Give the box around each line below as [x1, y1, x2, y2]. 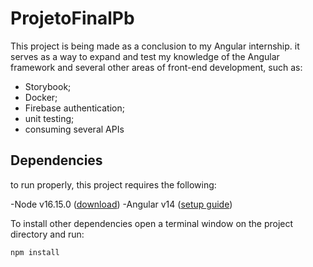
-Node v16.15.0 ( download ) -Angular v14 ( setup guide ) [10, 198, 233, 210]
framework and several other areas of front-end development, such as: [10, 61, 303, 73]
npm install [10, 247, 60, 257]
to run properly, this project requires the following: [10, 178, 217, 191]
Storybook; [24, 80, 72, 92]
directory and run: [10, 228, 85, 240]
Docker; [24, 91, 58, 103]
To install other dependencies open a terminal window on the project [10, 217, 294, 229]
